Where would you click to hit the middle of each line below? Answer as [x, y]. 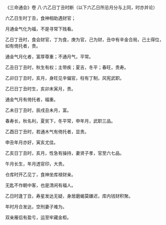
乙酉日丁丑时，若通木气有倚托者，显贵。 [47, 132]
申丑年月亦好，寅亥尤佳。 [32, 142]
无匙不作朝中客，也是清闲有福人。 [40, 185]
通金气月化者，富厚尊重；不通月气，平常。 [49, 57]
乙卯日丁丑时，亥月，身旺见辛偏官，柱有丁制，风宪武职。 [65, 78]
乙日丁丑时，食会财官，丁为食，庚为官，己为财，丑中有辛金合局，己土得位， [85, 40]
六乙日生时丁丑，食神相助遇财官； [40, 18]
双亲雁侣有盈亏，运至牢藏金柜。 [38, 217]
